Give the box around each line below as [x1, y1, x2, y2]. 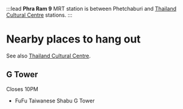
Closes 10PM [6, 85, 39, 92]
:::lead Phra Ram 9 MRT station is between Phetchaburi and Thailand [6, 5, 177, 12]
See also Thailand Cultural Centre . [6, 52, 91, 59]
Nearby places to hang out [6, 32, 141, 46]
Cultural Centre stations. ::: [6, 11, 73, 19]
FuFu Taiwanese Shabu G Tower [14, 97, 95, 104]
